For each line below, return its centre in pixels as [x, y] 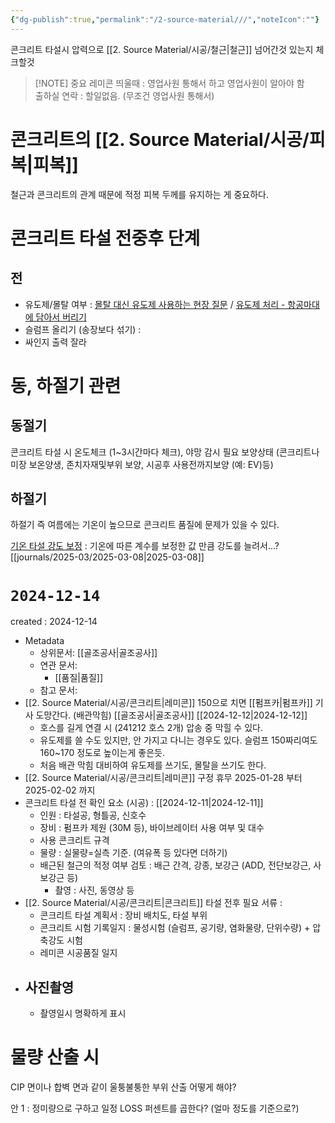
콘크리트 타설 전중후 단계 [105, 238]
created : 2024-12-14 [54, 622]
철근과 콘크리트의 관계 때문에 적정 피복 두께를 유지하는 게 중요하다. [139, 194]
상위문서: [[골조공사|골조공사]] [98, 653]
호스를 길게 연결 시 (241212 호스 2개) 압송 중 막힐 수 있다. [151, 728]
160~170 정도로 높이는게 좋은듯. [102, 753]
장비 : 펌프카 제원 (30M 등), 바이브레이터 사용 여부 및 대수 [152, 828]
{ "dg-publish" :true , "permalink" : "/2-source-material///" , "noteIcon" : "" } [165, 19]
